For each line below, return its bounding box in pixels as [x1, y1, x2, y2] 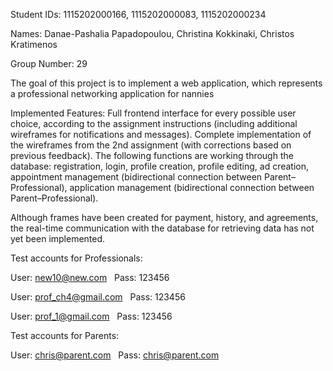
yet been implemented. [10, 233, 106, 244]
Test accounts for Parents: [10, 330, 120, 341]
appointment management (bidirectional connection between [10, 171, 263, 183]
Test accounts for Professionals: [10, 252, 143, 264]
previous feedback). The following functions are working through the [10, 150, 294, 161]
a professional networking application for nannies [10, 88, 215, 99]
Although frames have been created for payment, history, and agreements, [10, 212, 319, 223]
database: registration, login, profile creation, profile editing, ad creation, [10, 160, 310, 172]
